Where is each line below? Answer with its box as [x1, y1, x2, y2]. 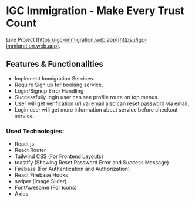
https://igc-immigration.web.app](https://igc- [38, 36, 147, 43]
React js [14, 140, 35, 147]
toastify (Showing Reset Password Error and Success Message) [14, 159, 169, 166]
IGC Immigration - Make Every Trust [6, 4, 184, 18]
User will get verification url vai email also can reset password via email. [14, 100, 189, 107]
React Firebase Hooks [14, 171, 69, 179]
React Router [14, 147, 46, 154]
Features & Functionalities [6, 59, 104, 69]
